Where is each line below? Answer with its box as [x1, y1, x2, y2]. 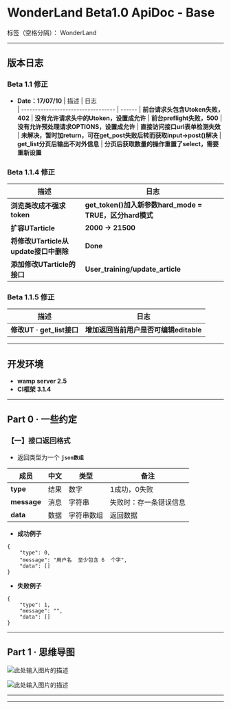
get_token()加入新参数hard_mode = [85, 200, 203, 210]
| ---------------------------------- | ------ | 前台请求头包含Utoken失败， [16, 105, 224, 113]
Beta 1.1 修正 [7, 79, 48, 89]
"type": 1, [19, 601, 51, 608]
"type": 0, [19, 549, 51, 556]
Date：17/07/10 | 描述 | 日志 [16, 97, 98, 105]
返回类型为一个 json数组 [16, 453, 85, 461]
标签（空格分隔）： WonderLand [7, 28, 97, 37]
